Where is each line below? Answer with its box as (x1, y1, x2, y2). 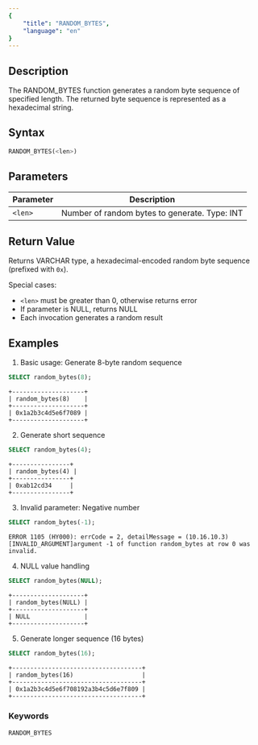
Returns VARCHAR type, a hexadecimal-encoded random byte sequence (8, 256, 251, 266)
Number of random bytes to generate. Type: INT (60, 207, 243, 219)
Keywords (8, 710, 49, 722)
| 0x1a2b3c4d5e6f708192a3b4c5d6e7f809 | (8, 685, 147, 693)
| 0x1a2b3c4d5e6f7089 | (8, 409, 89, 418)
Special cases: (8, 280, 57, 290)
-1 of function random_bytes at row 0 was (106, 539, 251, 548)
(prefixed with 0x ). (8, 264, 69, 274)
